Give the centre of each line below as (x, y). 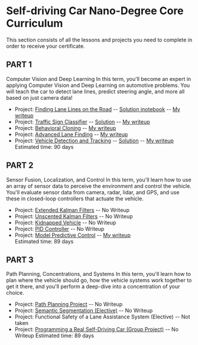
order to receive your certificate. (46, 46)
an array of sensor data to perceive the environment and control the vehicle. (99, 186)
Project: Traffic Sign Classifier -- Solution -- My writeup (82, 122)
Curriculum (35, 23)
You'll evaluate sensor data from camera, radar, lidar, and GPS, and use (93, 192)
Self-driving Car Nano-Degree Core (95, 11)
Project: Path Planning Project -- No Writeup (69, 304)
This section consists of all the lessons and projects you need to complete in (99, 40)
